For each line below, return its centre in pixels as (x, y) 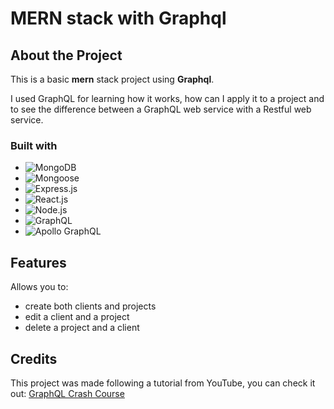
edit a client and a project (77, 317)
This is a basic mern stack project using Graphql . (112, 79)
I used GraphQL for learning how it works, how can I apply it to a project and (167, 98)
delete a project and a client (82, 328)
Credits (34, 358)
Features (38, 262)
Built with (34, 145)
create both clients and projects (90, 306)
